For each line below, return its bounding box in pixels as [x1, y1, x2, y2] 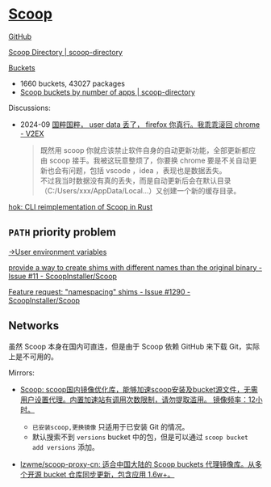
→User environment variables [8, 247, 107, 256]
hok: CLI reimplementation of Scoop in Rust [8, 201, 153, 211]
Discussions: [8, 103, 51, 112]
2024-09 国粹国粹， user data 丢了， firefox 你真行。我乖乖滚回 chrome [19, 119, 261, 129]
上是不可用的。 [8, 351, 58, 361]
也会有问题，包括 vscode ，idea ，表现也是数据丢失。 [47, 165, 227, 175]
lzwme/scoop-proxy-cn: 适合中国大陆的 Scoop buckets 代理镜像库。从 [19, 459, 256, 469]
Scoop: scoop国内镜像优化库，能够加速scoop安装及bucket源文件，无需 [19, 384, 258, 394]
